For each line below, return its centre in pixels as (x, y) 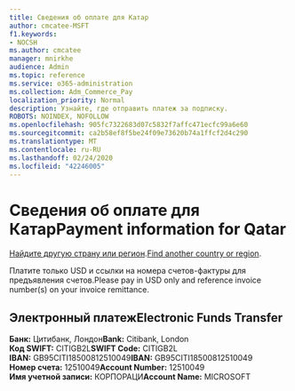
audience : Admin (39, 68)
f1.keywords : (33, 34)
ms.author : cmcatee (45, 51)
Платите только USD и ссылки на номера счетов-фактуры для (128, 271)
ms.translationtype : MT (53, 141)
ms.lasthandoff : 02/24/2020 (61, 158)
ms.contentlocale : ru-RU (55, 149)
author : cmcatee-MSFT (49, 26)
